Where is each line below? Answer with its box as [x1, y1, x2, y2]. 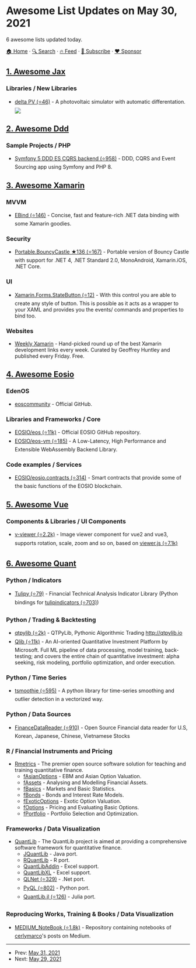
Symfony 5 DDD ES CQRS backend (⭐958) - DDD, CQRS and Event [14, 155, 176, 162]
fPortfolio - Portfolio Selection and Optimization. [23, 810, 139, 817]
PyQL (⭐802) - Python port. [23, 884, 90, 891]
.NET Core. [14, 263, 41, 270]
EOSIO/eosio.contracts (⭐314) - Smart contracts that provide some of [14, 474, 182, 481]
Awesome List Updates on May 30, [6, 4, 178, 18]
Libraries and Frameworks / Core [6, 415, 101, 423]
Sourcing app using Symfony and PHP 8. [14, 163, 113, 170]
